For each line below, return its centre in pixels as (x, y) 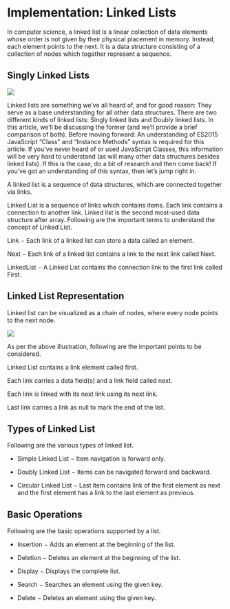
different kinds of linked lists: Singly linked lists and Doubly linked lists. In (111, 119)
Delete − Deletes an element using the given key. (86, 598)
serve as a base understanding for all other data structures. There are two (112, 112)
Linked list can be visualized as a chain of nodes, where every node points (113, 312)
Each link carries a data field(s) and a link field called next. (90, 380)
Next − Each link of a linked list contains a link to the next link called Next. (112, 254)
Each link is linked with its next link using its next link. (83, 394)
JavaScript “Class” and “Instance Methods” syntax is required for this (106, 141)
